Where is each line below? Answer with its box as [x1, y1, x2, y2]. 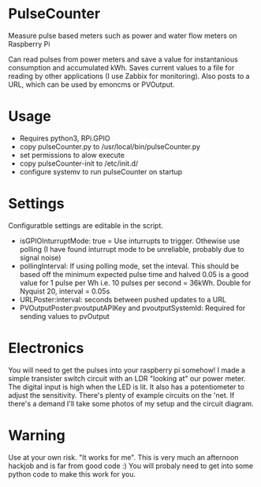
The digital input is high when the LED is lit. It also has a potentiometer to [8, 382, 244, 391]
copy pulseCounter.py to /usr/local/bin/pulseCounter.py [19, 141, 201, 151]
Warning [8, 426, 65, 444]
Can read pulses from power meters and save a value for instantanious [8, 54, 238, 64]
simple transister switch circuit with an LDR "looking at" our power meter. [8, 373, 246, 383]
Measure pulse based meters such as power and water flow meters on [8, 31, 238, 40]
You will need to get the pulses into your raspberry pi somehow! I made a [8, 365, 246, 375]
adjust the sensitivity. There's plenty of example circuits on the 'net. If [8, 390, 235, 399]
